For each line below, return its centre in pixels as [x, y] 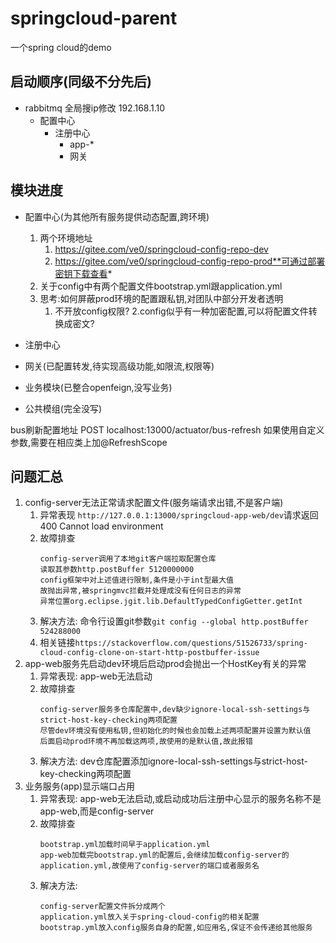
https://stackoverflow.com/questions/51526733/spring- [191, 643]
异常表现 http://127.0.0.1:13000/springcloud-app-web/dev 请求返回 [179, 515]
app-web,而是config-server [97, 811]
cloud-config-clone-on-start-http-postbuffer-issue [149, 653]
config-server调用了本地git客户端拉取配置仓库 [128, 559]
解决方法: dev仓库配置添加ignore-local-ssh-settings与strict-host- [173, 761]
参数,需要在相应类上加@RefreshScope [89, 442]
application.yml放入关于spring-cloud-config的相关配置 [149, 917]
